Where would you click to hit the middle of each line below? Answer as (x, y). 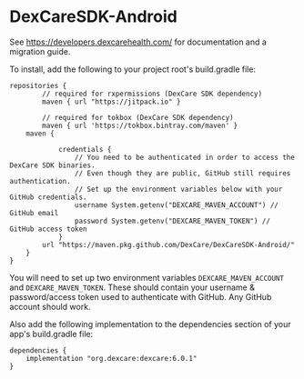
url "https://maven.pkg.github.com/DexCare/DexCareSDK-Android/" (169, 244)
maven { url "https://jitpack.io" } (111, 102)
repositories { (38, 85)
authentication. (40, 181)
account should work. (50, 306)
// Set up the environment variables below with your (178, 189)
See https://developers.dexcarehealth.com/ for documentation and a (138, 42)
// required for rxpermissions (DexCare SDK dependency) (152, 94)
